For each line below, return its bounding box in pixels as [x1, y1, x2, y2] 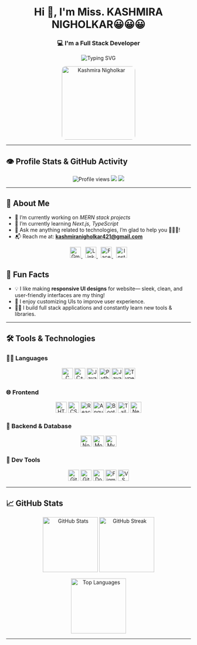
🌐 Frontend [6, 388, 39, 396]
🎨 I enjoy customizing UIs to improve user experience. [14, 298, 145, 305]
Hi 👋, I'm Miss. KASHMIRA [34, 5, 163, 19]
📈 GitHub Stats [6, 498, 63, 508]
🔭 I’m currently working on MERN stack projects [14, 214, 131, 221]
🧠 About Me [6, 198, 50, 208]
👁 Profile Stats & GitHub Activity [6, 156, 128, 166]
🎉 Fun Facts [6, 270, 50, 280]
